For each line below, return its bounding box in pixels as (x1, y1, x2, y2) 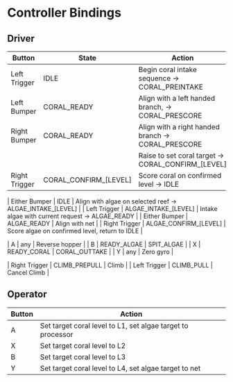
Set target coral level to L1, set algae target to (40, 321, 189, 331)
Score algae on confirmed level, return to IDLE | (7, 227, 144, 235)
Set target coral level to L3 (40, 352, 126, 362)
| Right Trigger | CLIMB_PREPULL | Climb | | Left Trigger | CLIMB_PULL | (7, 261, 213, 269)
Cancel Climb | (7, 269, 50, 276)
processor (40, 329, 74, 339)
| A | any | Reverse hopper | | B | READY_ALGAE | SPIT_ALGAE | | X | (7, 240, 201, 248)
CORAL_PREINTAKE (138, 82, 203, 92)
